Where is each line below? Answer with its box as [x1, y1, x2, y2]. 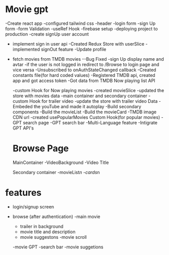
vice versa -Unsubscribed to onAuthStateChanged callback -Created [12, 67, 156, 73]
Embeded [12, 103, 33, 109]
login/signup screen [12, 203, 54, 209]
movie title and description [20, 229, 76, 235]
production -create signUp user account [5, 31, 89, 37]
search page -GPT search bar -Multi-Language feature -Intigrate [23, 119, 158, 125]
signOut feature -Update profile [41, 46, 106, 52]
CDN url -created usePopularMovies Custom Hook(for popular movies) [12, 114, 160, 120]
